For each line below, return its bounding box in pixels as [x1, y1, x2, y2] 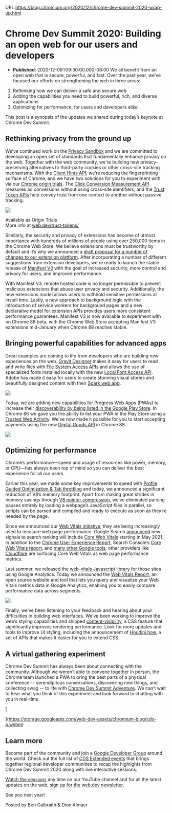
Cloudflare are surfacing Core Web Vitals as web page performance [5, 550, 149, 557]
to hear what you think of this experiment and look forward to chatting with [5, 691, 163, 697]
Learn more [5, 736, 43, 745]
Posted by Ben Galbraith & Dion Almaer [5, 802, 88, 808]
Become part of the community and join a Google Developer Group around [5, 750, 163, 756]
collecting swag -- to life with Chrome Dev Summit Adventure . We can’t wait [5, 685, 166, 691]
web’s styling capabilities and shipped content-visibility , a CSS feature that [5, 618, 163, 624]
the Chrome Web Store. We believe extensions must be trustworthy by [5, 243, 154, 249]
